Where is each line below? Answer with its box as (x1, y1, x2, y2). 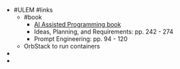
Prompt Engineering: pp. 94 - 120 (33, 35, 128, 43)
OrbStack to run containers (23, 42, 100, 50)
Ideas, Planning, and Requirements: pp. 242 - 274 (33, 27, 174, 36)
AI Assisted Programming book (33, 20, 121, 28)
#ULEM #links (13, 6, 53, 14)
